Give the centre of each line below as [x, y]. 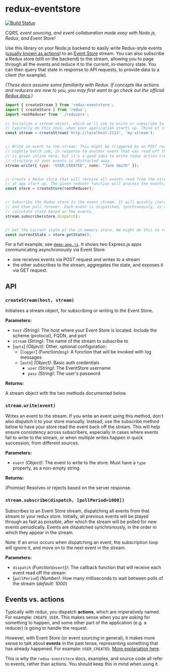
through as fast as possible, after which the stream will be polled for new [81, 522]
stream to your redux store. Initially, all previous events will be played [77, 516]
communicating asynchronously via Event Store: [56, 250]
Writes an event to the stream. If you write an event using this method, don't [84, 416]
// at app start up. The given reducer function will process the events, [86, 184]
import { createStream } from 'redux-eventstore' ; [60, 105]
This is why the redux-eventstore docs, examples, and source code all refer [84, 658]
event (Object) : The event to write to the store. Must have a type [79, 463]
